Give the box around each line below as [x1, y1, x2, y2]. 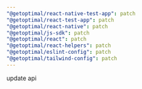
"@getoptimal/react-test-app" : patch [6, 17, 115, 23]
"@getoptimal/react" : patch [6, 36, 87, 43]
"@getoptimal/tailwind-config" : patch [6, 55, 117, 62]
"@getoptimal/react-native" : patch [6, 23, 108, 30]
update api [6, 74, 37, 82]
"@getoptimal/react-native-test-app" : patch [6, 10, 136, 17]
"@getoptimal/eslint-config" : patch [6, 49, 111, 56]
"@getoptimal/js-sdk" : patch [6, 29, 90, 37]
